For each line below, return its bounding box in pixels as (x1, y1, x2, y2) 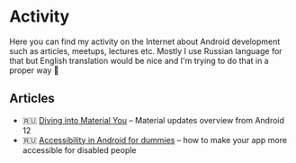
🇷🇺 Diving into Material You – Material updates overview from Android (22, 114, 285, 125)
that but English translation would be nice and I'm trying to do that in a (9, 55, 269, 66)
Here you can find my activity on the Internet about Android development (9, 36, 281, 47)
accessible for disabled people (22, 144, 137, 155)
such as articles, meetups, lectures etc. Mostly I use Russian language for (9, 45, 283, 56)
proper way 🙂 (9, 65, 60, 76)
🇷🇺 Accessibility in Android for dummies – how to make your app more (22, 134, 288, 145)
